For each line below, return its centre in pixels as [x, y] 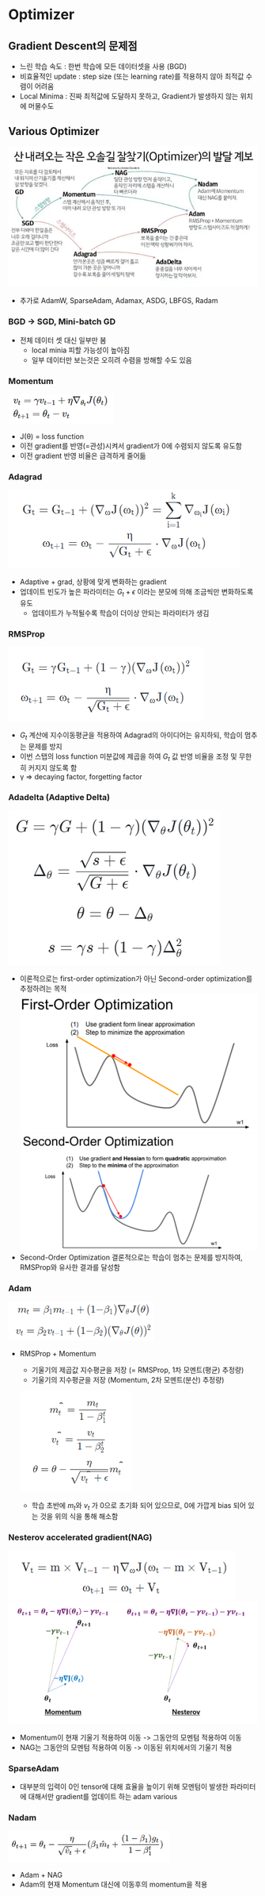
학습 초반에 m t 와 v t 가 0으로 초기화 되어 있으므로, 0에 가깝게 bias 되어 [139, 1506]
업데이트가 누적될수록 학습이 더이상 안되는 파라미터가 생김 [120, 613]
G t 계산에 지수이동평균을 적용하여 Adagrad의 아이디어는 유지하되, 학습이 [131, 736]
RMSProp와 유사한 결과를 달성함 [70, 1267]
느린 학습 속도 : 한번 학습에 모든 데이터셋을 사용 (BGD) [103, 66]
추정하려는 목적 [43, 989]
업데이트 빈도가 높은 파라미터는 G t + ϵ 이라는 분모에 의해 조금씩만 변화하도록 [136, 593]
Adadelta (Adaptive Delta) [59, 797]
